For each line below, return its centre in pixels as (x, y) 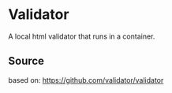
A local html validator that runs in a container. (82, 36)
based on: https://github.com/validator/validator (86, 80)
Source (26, 61)
